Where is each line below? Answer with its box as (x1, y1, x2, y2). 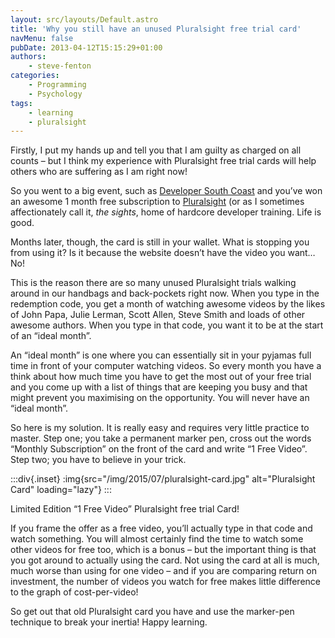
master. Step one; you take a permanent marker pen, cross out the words (10, 432, 312, 445)
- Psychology (28, 89, 83, 99)
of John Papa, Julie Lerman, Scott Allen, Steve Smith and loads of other (10, 309, 306, 321)
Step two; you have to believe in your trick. (10, 454, 187, 466)
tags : (10, 98, 33, 108)
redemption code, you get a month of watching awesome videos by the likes (10, 298, 326, 310)
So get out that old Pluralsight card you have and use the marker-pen (10, 606, 295, 618)
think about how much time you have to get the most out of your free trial (10, 371, 312, 383)
